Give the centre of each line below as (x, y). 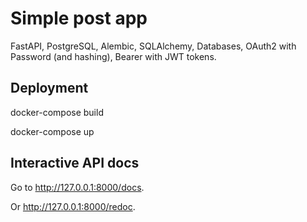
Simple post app (79, 18)
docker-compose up (52, 131)
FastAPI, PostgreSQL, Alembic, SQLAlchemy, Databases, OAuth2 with (153, 46)
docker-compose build (57, 112)
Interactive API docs (75, 163)
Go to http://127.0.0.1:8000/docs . (77, 187)
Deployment (49, 88)
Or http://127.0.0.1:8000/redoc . (73, 206)
